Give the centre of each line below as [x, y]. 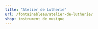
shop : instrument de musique [35, 19]
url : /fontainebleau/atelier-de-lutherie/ [49, 14]
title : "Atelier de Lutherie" [36, 10]
